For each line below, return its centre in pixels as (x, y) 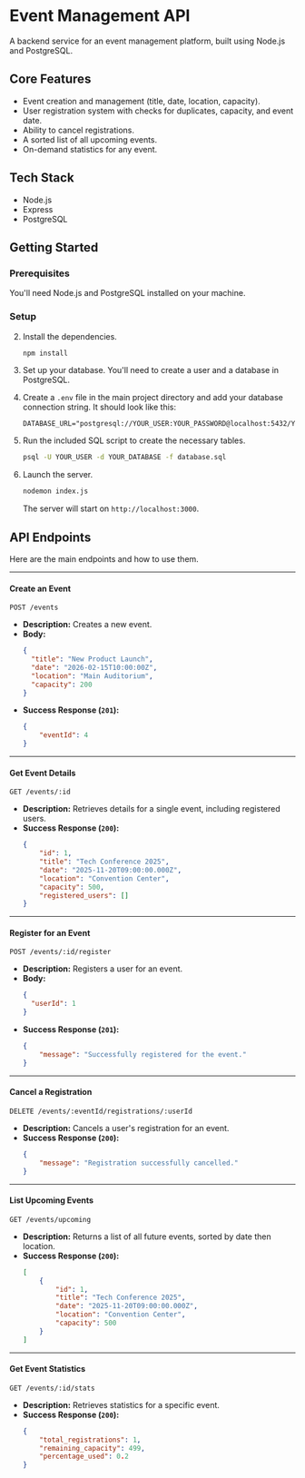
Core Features (50, 79)
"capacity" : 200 (62, 685)
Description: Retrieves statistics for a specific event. (121, 1404)
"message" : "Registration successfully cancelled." (139, 1163)
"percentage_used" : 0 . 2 (84, 1457)
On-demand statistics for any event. (90, 149)
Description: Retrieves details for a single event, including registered (152, 809)
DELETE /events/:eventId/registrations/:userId (101, 1111)
